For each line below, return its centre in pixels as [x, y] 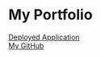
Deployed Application [44, 37]
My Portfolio [50, 15]
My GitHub [26, 45]
